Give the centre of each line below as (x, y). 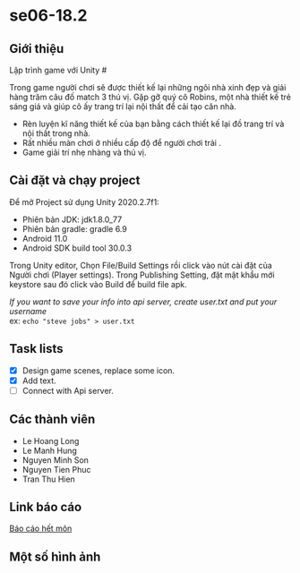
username (28, 311)
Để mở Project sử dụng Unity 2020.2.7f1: (84, 201)
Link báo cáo (46, 507)
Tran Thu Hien (49, 479)
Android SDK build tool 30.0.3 (77, 248)
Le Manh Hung (50, 450)
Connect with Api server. (68, 390)
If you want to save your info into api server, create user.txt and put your (143, 302)
